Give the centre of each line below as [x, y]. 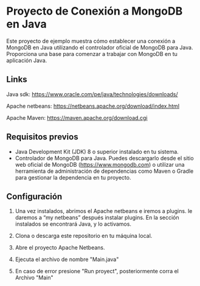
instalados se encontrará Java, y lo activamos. [73, 224]
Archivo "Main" [34, 277]
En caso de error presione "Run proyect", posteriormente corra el [97, 271]
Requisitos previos [42, 137]
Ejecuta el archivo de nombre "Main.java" [67, 259]
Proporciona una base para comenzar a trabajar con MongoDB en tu [92, 54]
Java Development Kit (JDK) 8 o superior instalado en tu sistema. [97, 152]
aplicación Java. [27, 60]
